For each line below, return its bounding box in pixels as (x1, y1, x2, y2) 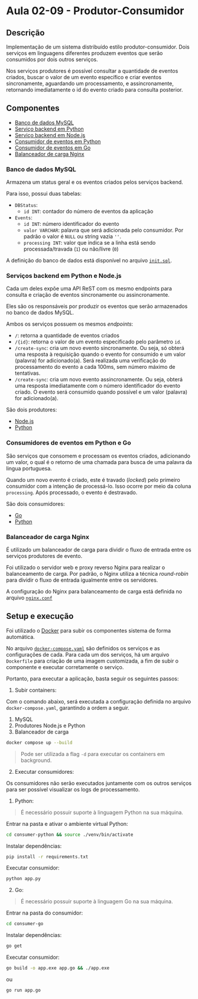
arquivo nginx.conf (6, 594, 53, 601)
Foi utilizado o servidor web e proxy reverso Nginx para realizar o (6, 564, 165, 571)
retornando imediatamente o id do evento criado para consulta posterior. (6, 86, 183, 93)
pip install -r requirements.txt (6, 854, 89, 859)
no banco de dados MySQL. (6, 309, 74, 316)
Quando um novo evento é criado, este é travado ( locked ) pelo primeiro (6, 476, 180, 483)
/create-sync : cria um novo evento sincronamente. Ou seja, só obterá (14, 345, 184, 352)
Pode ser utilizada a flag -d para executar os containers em (20, 750, 165, 757)
